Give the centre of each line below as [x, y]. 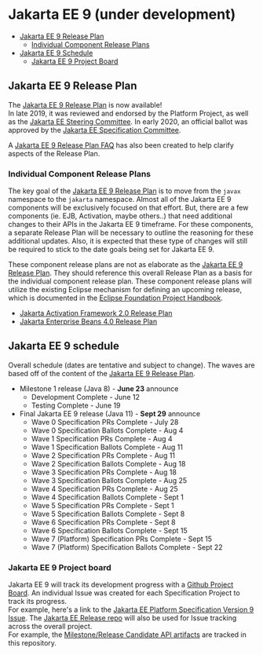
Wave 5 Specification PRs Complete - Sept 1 [102, 505]
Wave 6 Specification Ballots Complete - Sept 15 [110, 530]
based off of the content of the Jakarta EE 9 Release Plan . [102, 373]
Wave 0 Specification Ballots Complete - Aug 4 [107, 430]
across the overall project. [50, 627]
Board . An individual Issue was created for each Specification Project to [124, 593]
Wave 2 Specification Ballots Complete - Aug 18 [108, 463]
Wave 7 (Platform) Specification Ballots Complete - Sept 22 [127, 547]
